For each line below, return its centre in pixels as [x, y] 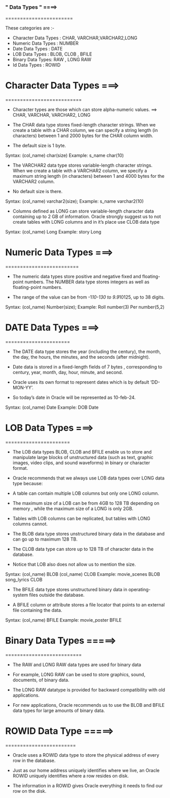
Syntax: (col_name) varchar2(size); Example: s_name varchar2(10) [75, 201]
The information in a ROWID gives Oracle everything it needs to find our [88, 785]
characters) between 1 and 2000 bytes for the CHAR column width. [83, 136]
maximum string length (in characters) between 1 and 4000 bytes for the [89, 176]
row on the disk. [29, 791]
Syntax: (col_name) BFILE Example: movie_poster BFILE [63, 620]
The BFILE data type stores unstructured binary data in [70, 590]
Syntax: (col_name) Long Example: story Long [53, 232]
